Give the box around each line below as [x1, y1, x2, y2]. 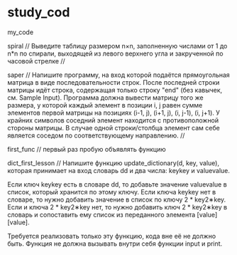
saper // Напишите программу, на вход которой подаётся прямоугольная [7, 71, 231, 79]
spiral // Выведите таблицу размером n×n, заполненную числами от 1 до [7, 41, 228, 50]
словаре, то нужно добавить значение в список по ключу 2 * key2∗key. [7, 195, 226, 204]
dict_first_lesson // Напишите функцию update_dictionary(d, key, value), [7, 158, 220, 167]
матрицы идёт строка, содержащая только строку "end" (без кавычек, [7, 85, 223, 94]
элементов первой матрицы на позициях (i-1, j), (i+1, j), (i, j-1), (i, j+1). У [7, 108, 220, 117]
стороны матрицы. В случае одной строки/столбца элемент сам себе [7, 123, 220, 132]
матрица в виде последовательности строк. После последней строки [7, 78, 220, 86]
